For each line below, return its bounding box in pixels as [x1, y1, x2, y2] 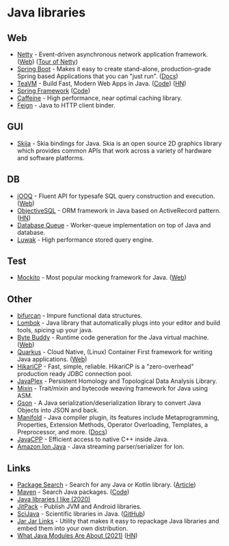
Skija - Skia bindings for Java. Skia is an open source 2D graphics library [16, 139, 222, 147]
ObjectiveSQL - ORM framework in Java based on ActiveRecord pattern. [16, 206, 221, 214]
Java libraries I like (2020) [16, 495, 91, 504]
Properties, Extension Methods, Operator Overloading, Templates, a [16, 421, 208, 429]
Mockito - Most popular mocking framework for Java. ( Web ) [16, 273, 187, 282]
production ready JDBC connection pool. [16, 370, 133, 378]
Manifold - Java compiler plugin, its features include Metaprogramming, [16, 413, 219, 422]
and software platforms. [16, 153, 85, 162]
